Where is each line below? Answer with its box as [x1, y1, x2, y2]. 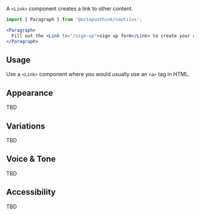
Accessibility [6, 187, 56, 197]
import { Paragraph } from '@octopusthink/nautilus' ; [6, 17, 143, 23]
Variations [6, 121, 46, 131]
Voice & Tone [6, 154, 56, 164]
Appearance [6, 88, 54, 98]
